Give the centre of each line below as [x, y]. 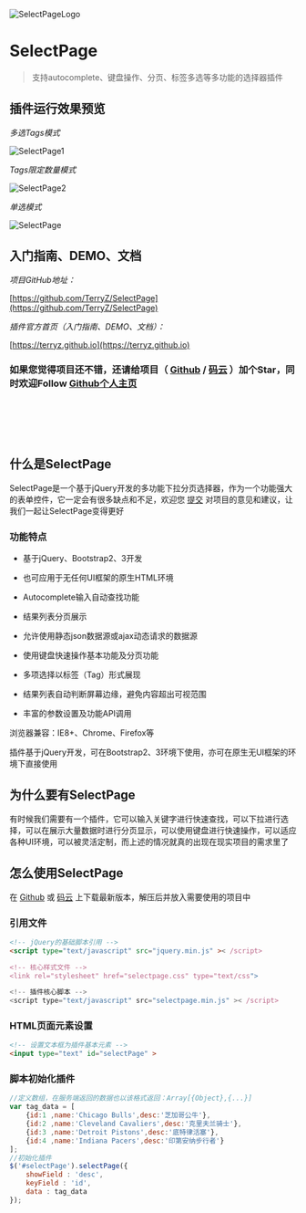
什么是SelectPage [61, 464]
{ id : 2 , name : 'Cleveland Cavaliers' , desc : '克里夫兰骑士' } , [134, 1124]
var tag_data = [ [42, 1107]
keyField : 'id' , [59, 1183]
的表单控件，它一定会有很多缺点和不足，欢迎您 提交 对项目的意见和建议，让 [151, 499]
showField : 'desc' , [65, 1175]
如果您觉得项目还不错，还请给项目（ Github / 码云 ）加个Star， [148, 370]
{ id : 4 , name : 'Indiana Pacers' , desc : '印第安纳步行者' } [125, 1141]
